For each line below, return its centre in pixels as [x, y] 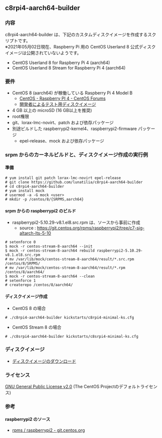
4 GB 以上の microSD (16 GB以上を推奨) [52, 110]
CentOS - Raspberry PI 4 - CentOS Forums [62, 98]
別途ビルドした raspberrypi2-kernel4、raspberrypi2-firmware [74, 129]
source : [28, 228]
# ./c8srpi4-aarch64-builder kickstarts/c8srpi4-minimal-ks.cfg [72, 336]
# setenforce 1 [20, 281]
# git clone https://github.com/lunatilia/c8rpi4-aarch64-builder [74, 182]
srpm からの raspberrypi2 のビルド [41, 211]
